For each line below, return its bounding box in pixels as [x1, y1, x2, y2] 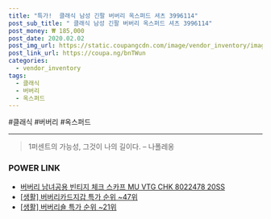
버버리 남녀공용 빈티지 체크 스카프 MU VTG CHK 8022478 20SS [19, 182, 226, 192]
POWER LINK [8, 163, 60, 174]
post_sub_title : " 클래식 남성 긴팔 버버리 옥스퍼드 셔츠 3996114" [8, 19, 213, 27]
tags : [8, 72, 27, 80]
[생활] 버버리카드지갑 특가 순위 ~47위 [19, 192, 139, 201]
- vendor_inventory [15, 64, 81, 72]
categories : [8, 57, 48, 65]
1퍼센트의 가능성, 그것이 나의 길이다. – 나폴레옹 [27, 142, 175, 151]
